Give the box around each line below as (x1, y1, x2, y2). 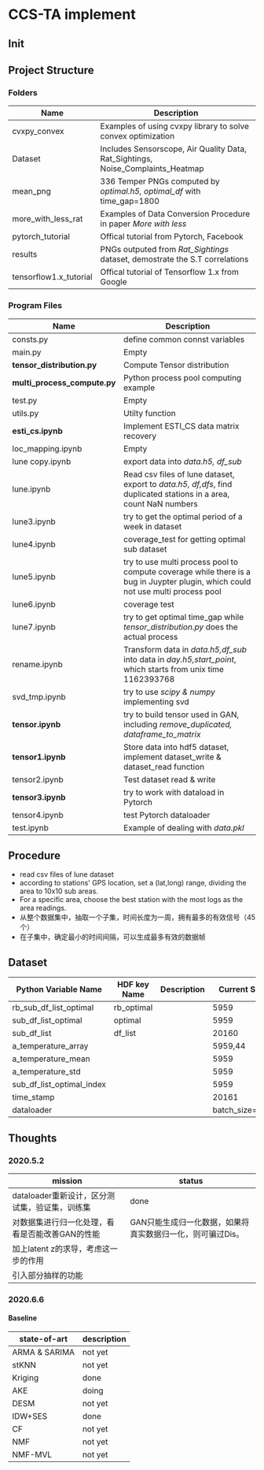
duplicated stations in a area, (123, 488, 230, 499)
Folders (8, 87, 38, 98)
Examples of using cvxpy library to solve (100, 121, 250, 132)
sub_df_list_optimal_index (12, 1079, 107, 1090)
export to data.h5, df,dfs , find (123, 478, 233, 489)
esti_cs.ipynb (12, 425, 63, 436)
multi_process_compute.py (12, 377, 116, 388)
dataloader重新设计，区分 (12, 1190, 108, 1201)
